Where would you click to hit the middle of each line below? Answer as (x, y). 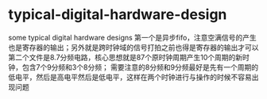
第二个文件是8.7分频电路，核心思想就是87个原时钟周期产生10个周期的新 (126, 57)
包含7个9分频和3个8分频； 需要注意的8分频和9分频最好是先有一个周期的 (140, 67)
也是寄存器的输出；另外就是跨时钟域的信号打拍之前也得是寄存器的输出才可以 (133, 47)
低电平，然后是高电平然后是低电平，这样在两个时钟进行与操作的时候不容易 (130, 77)
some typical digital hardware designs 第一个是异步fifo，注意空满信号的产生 (132, 37)
